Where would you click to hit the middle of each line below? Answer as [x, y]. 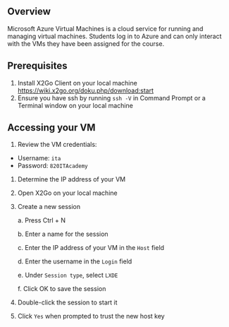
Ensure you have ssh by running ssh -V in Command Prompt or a [111, 97]
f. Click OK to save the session [62, 289]
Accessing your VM [51, 127]
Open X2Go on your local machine [67, 193]
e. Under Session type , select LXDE [68, 275]
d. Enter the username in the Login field [75, 261]
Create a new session [49, 207]
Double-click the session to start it [67, 302]
